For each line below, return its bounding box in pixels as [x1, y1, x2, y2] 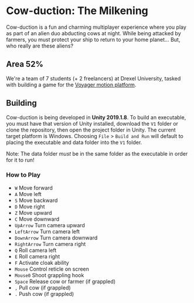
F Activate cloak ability [14, 259, 69, 266]
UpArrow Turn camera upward [14, 221, 85, 228]
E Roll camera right [14, 253, 60, 260]
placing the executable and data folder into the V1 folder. [6, 139, 142, 146]
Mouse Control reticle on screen [14, 265, 90, 272]
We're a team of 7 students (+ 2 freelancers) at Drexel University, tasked [6, 75, 181, 82]
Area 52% [6, 59, 44, 69]
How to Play [6, 171, 41, 179]
